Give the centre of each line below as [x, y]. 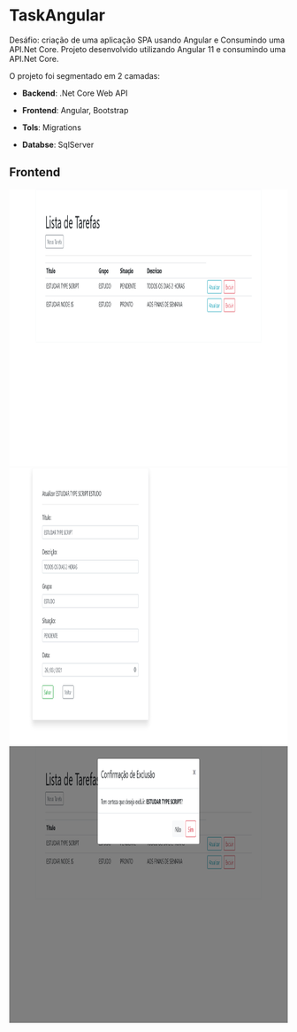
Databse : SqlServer [58, 144]
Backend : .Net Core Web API [75, 93]
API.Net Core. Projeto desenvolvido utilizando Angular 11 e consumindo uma [148, 49]
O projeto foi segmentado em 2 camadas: [85, 75]
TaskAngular [57, 16]
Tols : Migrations [52, 127]
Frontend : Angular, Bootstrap [75, 110]
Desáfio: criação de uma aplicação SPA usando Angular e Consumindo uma [147, 40]
